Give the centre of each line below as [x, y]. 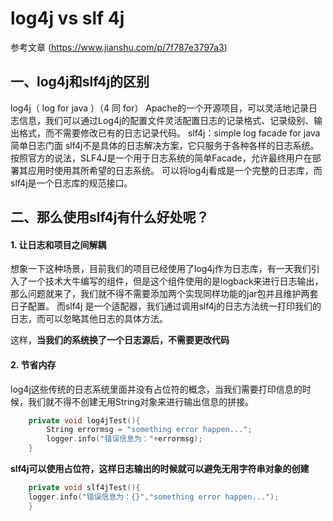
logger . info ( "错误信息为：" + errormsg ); [124, 439]
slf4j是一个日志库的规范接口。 [71, 183]
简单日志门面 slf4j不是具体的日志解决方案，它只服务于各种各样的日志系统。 [165, 145]
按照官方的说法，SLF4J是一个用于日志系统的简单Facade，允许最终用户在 [161, 158]
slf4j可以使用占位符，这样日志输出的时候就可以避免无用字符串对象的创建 [160, 469]
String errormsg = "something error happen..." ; [149, 430]
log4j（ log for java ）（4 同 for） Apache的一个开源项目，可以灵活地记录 [160, 108]
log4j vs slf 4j [67, 18]
